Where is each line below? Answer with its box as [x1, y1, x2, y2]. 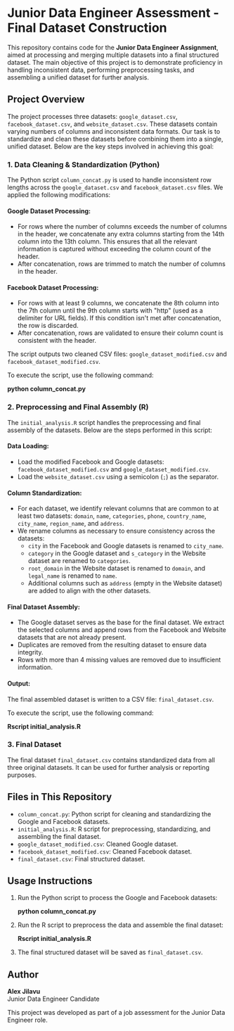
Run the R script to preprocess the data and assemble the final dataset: [17, 921, 223, 930]
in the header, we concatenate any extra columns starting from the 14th [17, 230, 225, 239]
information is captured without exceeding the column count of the [17, 245, 212, 253]
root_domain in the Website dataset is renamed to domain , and [27, 564, 206, 573]
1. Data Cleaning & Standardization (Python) [7, 160, 160, 170]
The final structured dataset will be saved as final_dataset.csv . [17, 948, 203, 956]
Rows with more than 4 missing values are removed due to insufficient [17, 656, 221, 664]
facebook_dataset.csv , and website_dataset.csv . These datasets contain [7, 120, 218, 128]
